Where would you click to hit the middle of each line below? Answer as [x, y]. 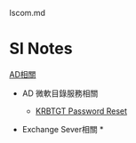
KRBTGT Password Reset [81, 111]
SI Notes [41, 49]
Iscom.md [28, 13]
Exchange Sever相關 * [63, 129]
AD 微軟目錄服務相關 [60, 93]
